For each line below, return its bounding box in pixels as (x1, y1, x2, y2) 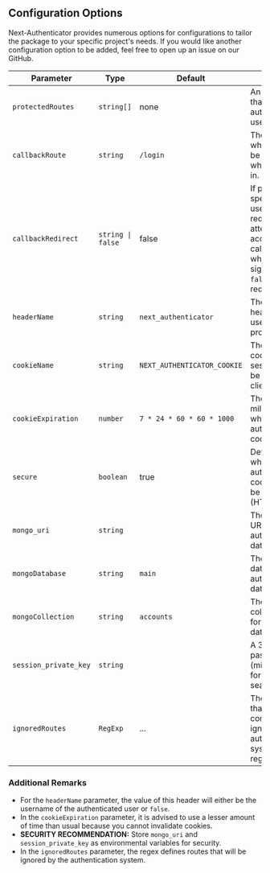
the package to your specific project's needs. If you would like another (8, 36, 243, 46)
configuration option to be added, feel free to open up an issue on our (8, 44, 239, 55)
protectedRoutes (12, 102, 75, 111)
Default (176, 72, 206, 84)
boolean (98, 472, 128, 481)
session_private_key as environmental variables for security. (19, 838, 222, 848)
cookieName (12, 360, 54, 369)
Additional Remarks (8, 776, 87, 788)
